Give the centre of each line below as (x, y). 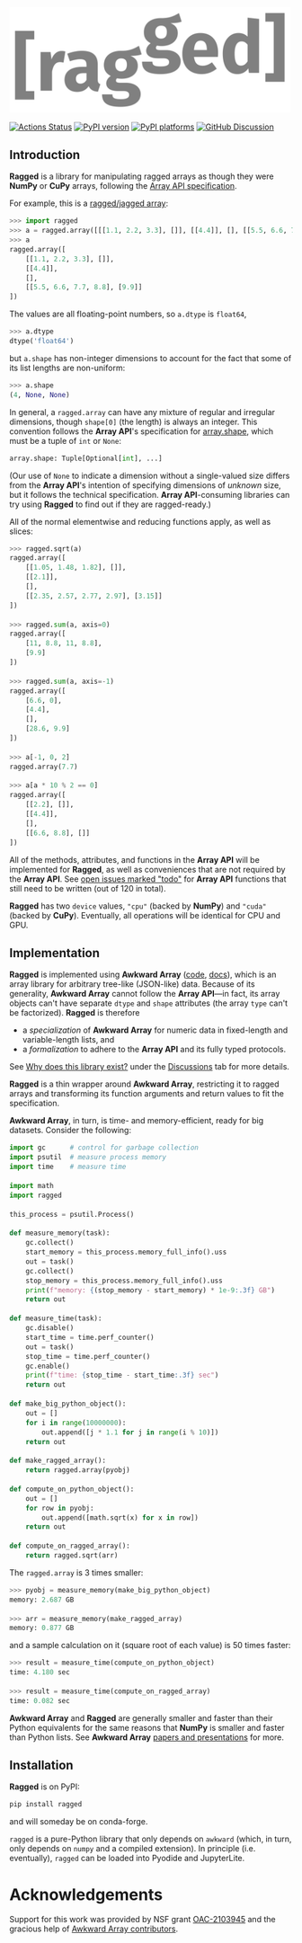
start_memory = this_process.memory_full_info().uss (126, 1252)
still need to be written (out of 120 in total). (88, 888)
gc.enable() (48, 1366)
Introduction (45, 155)
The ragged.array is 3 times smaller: (76, 1572)
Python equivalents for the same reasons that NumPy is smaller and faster (147, 1727)
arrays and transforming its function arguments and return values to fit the (147, 1094)
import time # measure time (68, 1167)
